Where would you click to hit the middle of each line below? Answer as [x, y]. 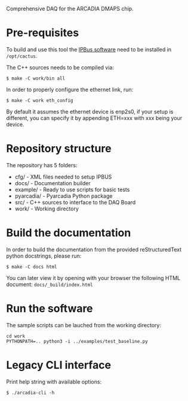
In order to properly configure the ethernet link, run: [70, 89]
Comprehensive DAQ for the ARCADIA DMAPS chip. [70, 9]
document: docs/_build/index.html [50, 284]
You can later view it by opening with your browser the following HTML [93, 278]
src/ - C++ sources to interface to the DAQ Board [75, 202]
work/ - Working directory [47, 209]
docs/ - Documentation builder [53, 183]
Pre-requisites [43, 33]
